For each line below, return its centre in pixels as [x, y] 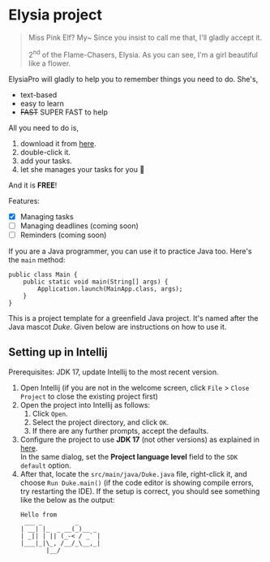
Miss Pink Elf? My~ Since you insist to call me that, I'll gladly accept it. [145, 37]
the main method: [37, 259]
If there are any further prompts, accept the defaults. [120, 430]
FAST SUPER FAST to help [64, 112]
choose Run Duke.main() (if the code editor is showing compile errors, [137, 482]
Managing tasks [47, 216]
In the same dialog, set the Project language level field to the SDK [129, 456]
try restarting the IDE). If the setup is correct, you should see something [140, 491]
